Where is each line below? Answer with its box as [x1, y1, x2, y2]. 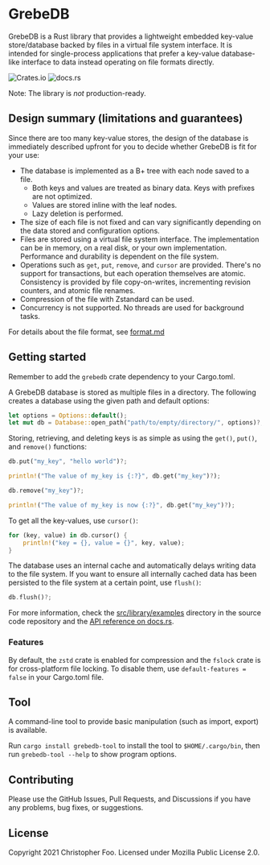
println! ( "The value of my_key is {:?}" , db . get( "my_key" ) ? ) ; [8, 472, 221, 480]
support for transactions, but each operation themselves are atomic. [19, 268, 246, 278]
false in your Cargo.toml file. [8, 672, 104, 681]
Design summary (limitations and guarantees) [8, 112, 243, 126]
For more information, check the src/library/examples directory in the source [8, 608, 261, 618]
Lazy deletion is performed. [31, 209, 124, 218]
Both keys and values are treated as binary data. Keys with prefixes [31, 183, 256, 192]
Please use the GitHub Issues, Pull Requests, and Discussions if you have [8, 794, 252, 804]
